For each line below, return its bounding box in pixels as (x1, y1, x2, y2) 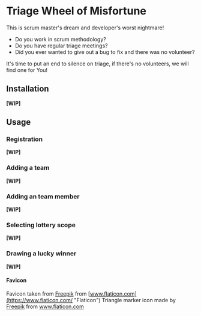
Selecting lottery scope (6, 221, 76, 229)
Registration (6, 135, 43, 143)
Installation (6, 84, 49, 94)
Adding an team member (6, 192, 80, 200)
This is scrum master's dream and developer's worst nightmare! (6, 24, 164, 31)
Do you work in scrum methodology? (14, 35, 106, 43)
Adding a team (6, 164, 50, 172)
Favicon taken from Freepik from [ (6, 290, 91, 297)
